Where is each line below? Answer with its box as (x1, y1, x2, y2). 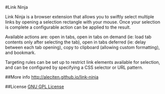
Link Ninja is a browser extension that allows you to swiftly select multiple (5, 14, 154, 19)
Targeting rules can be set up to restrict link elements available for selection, (5, 59, 160, 65)
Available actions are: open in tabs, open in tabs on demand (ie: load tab (5, 34, 152, 40)
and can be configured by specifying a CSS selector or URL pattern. (5, 64, 143, 70)
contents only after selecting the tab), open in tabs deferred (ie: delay (5, 39, 146, 45)
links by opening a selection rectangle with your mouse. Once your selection (5, 19, 161, 25)
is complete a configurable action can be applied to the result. (5, 24, 131, 30)
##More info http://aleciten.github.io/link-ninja (5, 74, 99, 80)
